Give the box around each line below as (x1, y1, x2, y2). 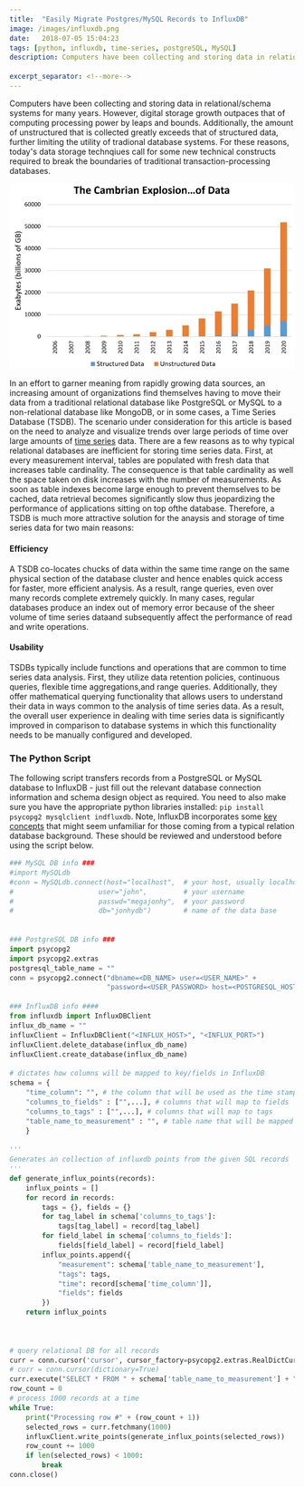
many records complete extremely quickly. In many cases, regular (9, 592, 255, 603)
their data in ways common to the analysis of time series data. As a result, (9, 700, 285, 711)
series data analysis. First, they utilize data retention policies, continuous (9, 671, 280, 682)
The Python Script (9, 752, 91, 765)
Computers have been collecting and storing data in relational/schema (9, 98, 271, 109)
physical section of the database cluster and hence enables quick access (9, 573, 283, 584)
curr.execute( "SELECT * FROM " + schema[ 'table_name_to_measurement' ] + (9, 1375, 290, 1384)
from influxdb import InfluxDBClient (9, 1011, 152, 1021)
